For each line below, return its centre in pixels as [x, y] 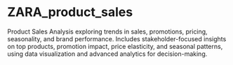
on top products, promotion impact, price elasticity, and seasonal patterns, [115, 46]
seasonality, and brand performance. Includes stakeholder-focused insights [117, 38]
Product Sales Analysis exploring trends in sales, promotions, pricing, [108, 31]
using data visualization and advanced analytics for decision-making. [107, 54]
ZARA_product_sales [70, 12]
